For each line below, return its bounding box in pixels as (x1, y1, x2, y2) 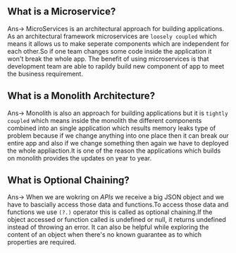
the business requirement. (7, 69, 83, 78)
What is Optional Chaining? (7, 175, 130, 187)
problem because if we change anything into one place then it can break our (7, 131, 229, 140)
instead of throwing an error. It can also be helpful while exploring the (7, 223, 209, 232)
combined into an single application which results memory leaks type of (7, 124, 216, 132)
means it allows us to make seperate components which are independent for (7, 39, 230, 48)
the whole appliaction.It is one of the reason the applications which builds (7, 146, 221, 155)
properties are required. (7, 238, 76, 247)
